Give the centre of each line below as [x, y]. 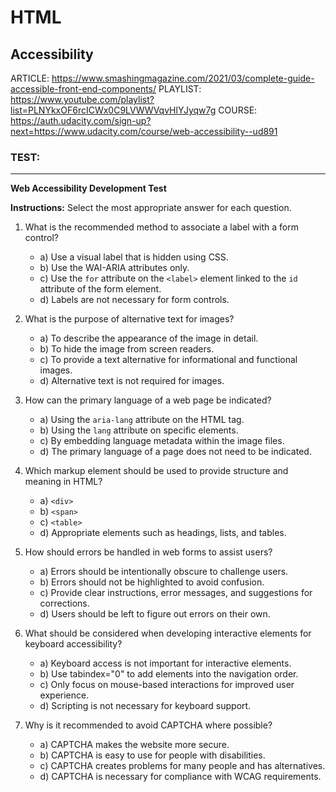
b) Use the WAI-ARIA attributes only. [114, 268]
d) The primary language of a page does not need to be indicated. [175, 452]
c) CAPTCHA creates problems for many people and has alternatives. [182, 766]
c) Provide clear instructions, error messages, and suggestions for [176, 593]
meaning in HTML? [63, 482]
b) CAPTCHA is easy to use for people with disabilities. [152, 755]
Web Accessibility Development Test [88, 188]
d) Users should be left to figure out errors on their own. [155, 614]
